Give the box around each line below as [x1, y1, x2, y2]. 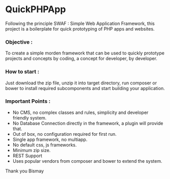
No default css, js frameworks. [12, 141, 77, 148]
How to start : [5, 68, 40, 75]
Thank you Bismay [5, 168, 44, 174]
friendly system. [12, 114, 47, 121]
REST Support [12, 153, 42, 159]
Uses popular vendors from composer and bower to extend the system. [12, 158, 162, 164]
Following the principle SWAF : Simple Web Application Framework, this [5, 20, 155, 26]
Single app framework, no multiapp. [12, 136, 88, 142]
